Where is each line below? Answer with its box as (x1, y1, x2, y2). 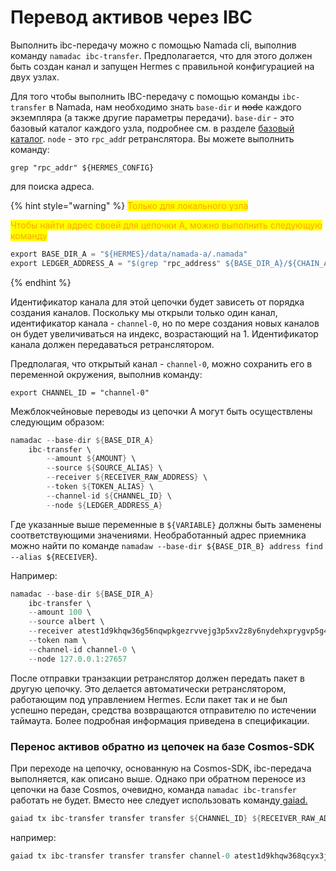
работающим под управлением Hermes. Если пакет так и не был (10, 693, 288, 705)
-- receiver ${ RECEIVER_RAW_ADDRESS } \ (46, 472, 208, 483)
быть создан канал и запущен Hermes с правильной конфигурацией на (10, 60, 315, 72)
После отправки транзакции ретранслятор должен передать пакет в (10, 672, 305, 684)
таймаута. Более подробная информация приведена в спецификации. (10, 714, 310, 726)
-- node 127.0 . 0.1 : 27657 (28, 654, 128, 664)
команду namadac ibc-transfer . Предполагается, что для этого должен (10, 49, 313, 61)
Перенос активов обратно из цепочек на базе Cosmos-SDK (10, 739, 315, 753)
